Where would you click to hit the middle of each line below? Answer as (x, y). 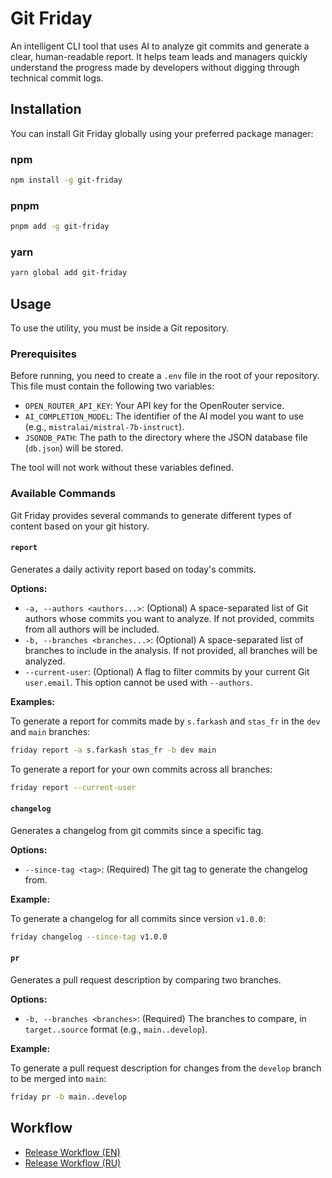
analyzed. (45, 661)
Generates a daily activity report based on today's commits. (133, 569)
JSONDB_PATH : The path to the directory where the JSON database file (166, 438)
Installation (46, 109)
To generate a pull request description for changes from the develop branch (166, 1068)
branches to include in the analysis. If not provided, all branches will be (171, 650)
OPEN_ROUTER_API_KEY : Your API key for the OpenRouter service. (154, 406)
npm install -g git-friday (66, 180)
